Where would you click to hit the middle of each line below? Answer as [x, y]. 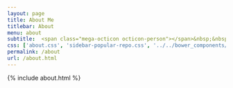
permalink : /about [34, 52]
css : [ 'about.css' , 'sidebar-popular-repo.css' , [79, 45]
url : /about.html [32, 58]
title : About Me [31, 20]
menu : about [24, 33]
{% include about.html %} [44, 78]
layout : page [26, 13]
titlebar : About [31, 26]
